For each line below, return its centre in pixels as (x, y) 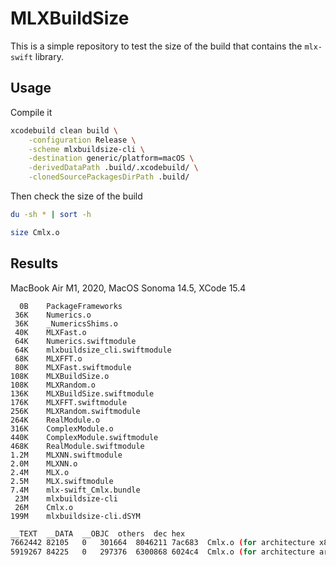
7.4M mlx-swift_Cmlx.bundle (75, 490)
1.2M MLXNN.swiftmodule (66, 455)
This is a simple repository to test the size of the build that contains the (156, 46)
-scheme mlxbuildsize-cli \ (86, 149)
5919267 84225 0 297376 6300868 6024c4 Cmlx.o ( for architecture (162, 552)
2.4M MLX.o (40, 472)
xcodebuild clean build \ (64, 130)
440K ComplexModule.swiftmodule (84, 437)
